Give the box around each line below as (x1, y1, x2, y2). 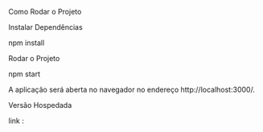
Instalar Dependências (8, 23, 83, 31)
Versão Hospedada (8, 101, 72, 109)
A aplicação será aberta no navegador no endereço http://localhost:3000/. (8, 85, 256, 94)
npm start (8, 69, 41, 79)
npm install (8, 38, 45, 47)
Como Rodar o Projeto (8, 7, 82, 16)
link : (8, 116, 24, 126)
